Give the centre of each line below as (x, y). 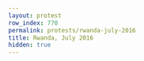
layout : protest (35, 15)
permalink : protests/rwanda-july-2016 (72, 30)
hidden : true (30, 45)
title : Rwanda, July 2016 (51, 38)
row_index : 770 (33, 23)
